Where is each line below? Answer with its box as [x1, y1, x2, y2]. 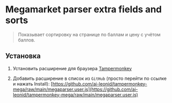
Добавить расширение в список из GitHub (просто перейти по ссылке [12, 75, 167, 81]
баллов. [17, 37, 35, 43]
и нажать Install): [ [12, 80, 53, 87]
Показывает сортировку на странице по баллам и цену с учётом [17, 31, 161, 37]
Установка [5, 52, 41, 60]
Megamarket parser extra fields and [5, 4, 162, 15]
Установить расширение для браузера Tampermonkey [12, 65, 132, 71]
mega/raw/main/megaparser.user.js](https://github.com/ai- [12, 86, 138, 92]
